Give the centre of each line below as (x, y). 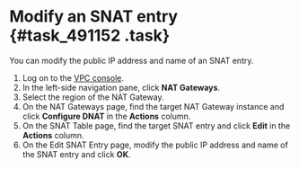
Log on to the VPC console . (73, 77)
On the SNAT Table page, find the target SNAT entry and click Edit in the (156, 125)
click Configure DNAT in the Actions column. (106, 116)
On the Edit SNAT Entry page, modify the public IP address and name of (155, 145)
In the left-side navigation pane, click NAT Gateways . (121, 87)
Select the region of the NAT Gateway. (93, 97)
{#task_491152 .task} (90, 36)
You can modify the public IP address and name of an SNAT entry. (132, 60)
